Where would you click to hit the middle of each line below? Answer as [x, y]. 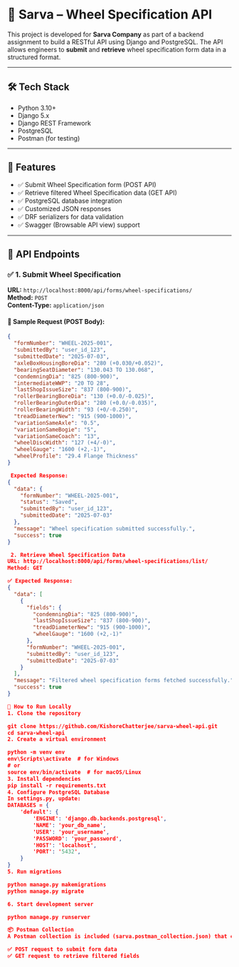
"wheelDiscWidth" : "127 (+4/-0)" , [65, 443]
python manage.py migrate [46, 891]
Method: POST [27, 298]
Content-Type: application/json [56, 305]
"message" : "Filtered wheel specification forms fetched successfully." [124, 681]
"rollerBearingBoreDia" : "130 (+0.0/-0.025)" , [84, 396]
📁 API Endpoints [44, 254]
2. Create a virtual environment [57, 739]
